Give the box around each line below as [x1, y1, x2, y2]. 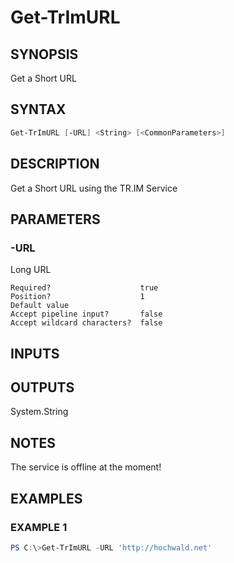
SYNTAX [10, 101, 67, 118]
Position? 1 [10, 292, 145, 302]
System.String [10, 406, 69, 418]
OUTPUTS [10, 379, 75, 396]
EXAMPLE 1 [10, 520, 68, 534]
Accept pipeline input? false [10, 309, 163, 320]
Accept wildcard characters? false [10, 318, 163, 328]
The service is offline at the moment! [10, 461, 162, 473]
